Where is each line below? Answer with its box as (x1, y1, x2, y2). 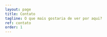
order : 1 (5, 25, 23, 30)
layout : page (5, 7, 31, 12)
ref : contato (5, 20, 31, 25)
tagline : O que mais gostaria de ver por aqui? (5, 16, 103, 21)
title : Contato (5, 12, 36, 16)
